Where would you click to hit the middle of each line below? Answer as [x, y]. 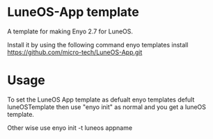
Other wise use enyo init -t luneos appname [70, 128]
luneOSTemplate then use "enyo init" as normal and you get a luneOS [107, 107]
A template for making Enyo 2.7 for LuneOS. [70, 31]
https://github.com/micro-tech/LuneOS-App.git [75, 52]
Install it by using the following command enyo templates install [98, 44]
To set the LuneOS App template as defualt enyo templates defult [101, 99]
